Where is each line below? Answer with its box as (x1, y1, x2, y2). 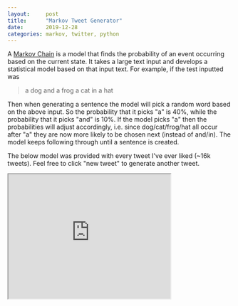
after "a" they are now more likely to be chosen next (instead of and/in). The (7, 130, 232, 139)
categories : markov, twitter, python (7, 30, 120, 38)
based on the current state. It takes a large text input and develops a (7, 58, 208, 66)
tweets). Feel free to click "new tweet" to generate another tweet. (7, 159, 200, 168)
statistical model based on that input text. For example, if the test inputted (7, 65, 224, 73)
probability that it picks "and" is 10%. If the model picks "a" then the (7, 115, 207, 124)
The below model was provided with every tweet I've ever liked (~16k (7, 152, 211, 160)
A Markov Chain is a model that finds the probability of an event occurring (7, 50, 224, 58)
